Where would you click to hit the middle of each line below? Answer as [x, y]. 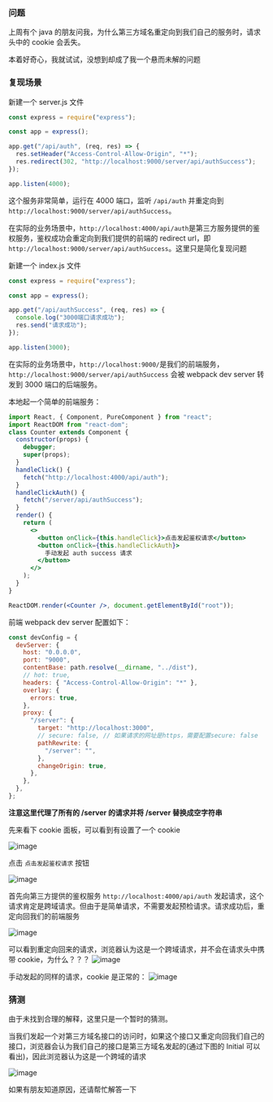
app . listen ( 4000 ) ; [39, 184]
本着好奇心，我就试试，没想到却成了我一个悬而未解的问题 [104, 59]
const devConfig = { [43, 637]
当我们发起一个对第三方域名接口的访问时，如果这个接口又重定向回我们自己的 [136, 1036]
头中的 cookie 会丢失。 [47, 42]
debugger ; [40, 447]
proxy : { [38, 713]
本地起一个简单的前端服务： [55, 401]
